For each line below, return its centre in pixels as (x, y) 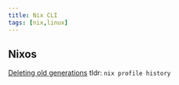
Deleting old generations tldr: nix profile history (89, 73)
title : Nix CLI (33, 15)
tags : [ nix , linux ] (38, 23)
